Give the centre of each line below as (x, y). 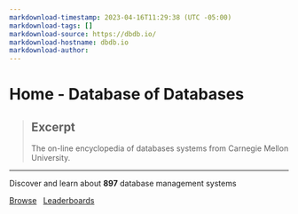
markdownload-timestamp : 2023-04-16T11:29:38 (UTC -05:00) (121, 17)
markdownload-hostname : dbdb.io (69, 42)
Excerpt (53, 127)
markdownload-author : (49, 51)
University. (51, 158)
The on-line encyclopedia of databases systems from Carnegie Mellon (160, 148)
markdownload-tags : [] (51, 26)
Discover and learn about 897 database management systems (123, 184)
